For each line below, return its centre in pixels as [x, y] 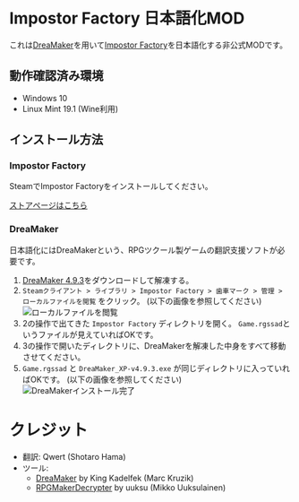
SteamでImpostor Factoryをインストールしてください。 [111, 186]
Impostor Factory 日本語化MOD [127, 18]
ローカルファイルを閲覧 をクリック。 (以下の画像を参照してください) [142, 300]
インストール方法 [56, 140]
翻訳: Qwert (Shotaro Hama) [74, 456]
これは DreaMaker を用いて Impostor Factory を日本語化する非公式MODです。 [149, 45]
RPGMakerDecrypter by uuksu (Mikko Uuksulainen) [131, 487]
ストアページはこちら [48, 205]
